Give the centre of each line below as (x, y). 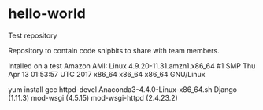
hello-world (47, 14)
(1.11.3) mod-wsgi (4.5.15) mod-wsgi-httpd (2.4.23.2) (93, 97)
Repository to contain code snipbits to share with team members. (114, 50)
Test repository (33, 35)
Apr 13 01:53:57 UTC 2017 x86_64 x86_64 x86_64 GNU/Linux (107, 74)
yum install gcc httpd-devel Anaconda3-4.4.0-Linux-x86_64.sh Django (123, 89)
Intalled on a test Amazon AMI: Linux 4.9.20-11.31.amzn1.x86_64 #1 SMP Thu (132, 66)
